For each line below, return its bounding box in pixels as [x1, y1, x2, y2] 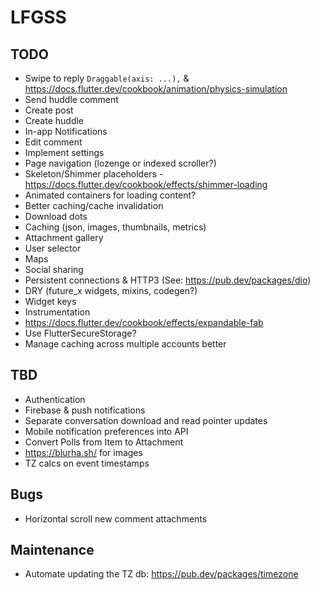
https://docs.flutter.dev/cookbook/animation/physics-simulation [24, 83, 288, 95]
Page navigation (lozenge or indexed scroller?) [24, 157, 217, 169]
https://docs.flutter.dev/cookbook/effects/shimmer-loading [24, 179, 268, 190]
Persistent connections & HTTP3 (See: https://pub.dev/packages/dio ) [24, 274, 312, 286]
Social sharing [24, 264, 84, 275]
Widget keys [24, 296, 77, 307]
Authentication [24, 393, 86, 405]
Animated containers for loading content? [24, 189, 197, 201]
